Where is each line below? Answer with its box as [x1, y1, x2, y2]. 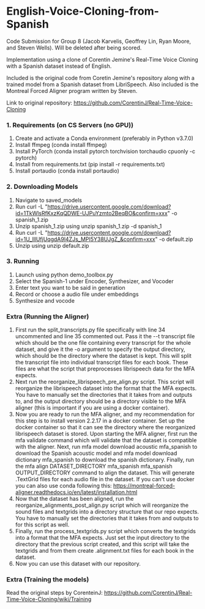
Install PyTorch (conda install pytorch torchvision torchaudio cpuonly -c [15, 148, 196, 155]
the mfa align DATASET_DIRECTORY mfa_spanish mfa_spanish [15, 463, 173, 470]
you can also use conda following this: [15, 482, 112, 490]
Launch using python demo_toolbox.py [15, 271, 113, 278]
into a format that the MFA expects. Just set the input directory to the [15, 534, 190, 542]
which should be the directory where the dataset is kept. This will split [15, 352, 192, 360]
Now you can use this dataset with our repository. [15, 560, 141, 567]
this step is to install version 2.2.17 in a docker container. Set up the [15, 417, 185, 424]
